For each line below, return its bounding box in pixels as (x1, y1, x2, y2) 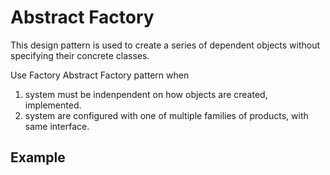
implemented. (24, 99, 82, 111)
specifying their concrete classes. (10, 49, 150, 61)
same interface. (24, 120, 90, 132)
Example (10, 149, 66, 166)
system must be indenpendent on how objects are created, (24, 88, 268, 100)
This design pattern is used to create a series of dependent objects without (10, 39, 321, 51)
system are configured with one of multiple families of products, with (24, 109, 309, 121)
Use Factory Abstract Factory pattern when (10, 69, 190, 81)
